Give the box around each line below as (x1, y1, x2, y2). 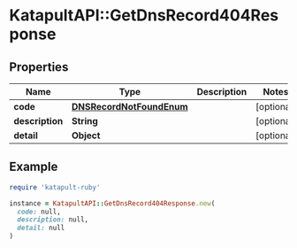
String (71, 115, 99, 127)
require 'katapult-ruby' (9, 182, 101, 191)
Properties (9, 59, 69, 74)
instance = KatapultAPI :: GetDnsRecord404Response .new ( (9, 198, 216, 208)
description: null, (17, 215, 89, 224)
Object (71, 129, 101, 142)
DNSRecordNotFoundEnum (71, 101, 188, 112)
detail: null (17, 223, 65, 233)
